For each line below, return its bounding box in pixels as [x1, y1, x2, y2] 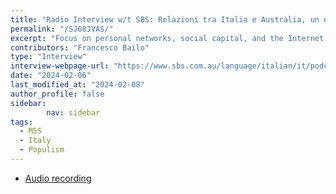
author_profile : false [10, 89, 105, 99]
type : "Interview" [10, 52, 87, 62]
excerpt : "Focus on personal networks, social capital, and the [10, 33, 284, 43]
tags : [10, 117, 33, 127]
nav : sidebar [46, 107, 101, 118]
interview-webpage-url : [10, 61, 110, 71]
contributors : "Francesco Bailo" [10, 42, 150, 53]
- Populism [19, 145, 65, 155]
